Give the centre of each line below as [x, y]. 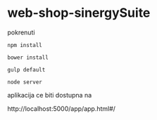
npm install [25, 45]
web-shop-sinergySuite [79, 13]
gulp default [26, 69]
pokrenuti [21, 32]
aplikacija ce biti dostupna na [50, 95]
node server [25, 82]
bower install [28, 58]
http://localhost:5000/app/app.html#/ [62, 108]
